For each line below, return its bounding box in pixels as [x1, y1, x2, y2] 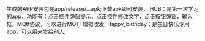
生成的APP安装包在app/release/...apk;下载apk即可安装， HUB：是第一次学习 [6, 5, 199, 12]
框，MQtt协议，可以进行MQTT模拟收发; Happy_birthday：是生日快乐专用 [6, 20, 190, 27]
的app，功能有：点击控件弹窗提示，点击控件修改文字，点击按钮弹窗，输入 [6, 13, 193, 20]
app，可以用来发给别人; [6, 28, 66, 35]
